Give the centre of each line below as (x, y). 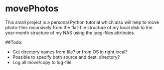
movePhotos (32, 9)
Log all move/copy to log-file (42, 62)
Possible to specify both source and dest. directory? (66, 57)
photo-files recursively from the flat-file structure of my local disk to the (79, 27)
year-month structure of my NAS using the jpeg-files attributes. (70, 33)
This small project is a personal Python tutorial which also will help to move (82, 22)
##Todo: (14, 42)
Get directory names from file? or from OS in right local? (70, 52)
